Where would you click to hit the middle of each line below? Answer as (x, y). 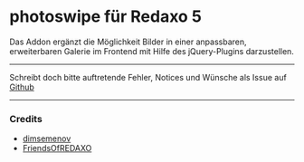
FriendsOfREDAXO (57, 148)
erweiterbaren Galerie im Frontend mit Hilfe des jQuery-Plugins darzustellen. (152, 51)
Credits (26, 119)
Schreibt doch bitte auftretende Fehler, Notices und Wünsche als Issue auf (148, 77)
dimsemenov (47, 138)
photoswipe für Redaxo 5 (105, 17)
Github (22, 87)
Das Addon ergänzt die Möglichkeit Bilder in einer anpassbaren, (128, 42)
